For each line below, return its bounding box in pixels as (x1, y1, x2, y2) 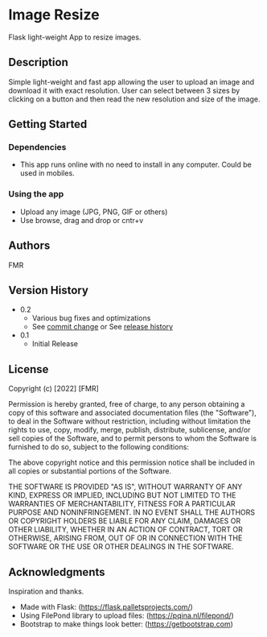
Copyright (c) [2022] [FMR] (8, 384, 99, 394)
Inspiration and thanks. (8, 586, 84, 596)
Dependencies (8, 142, 67, 153)
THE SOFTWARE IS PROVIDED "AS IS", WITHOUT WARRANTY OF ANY (8, 482, 243, 492)
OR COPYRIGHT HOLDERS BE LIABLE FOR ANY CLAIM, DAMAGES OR (8, 516, 241, 526)
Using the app (8, 188, 64, 200)
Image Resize (8, 6, 100, 24)
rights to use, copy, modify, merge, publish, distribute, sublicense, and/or (8, 425, 251, 435)
